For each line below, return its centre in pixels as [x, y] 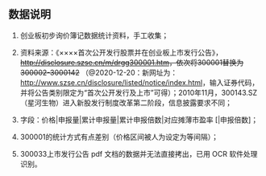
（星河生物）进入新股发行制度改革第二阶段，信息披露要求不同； [126, 102]
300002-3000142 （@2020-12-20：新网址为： [99, 72]
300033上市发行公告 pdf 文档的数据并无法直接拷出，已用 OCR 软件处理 [139, 153]
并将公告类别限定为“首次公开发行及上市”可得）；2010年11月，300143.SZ [139, 92]
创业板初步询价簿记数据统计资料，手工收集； [94, 35]
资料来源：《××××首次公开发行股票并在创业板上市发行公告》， [121, 52]
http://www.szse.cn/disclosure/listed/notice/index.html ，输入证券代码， [139, 82]
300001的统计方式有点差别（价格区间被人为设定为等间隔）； [119, 137]
